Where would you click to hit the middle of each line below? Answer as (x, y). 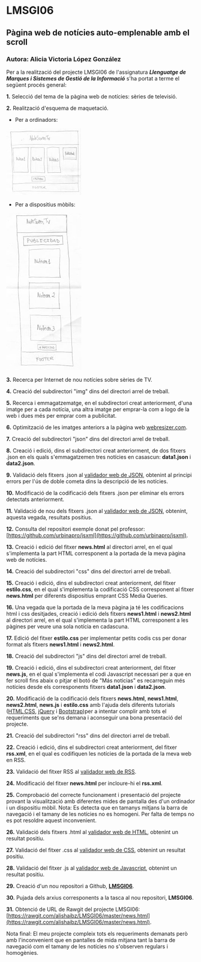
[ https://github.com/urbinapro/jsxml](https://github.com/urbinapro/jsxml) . (97, 535)
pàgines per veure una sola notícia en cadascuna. (68, 626)
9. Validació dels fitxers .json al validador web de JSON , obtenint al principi (99, 475)
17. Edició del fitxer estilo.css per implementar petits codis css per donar (97, 638)
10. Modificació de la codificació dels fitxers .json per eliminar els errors (95, 493)
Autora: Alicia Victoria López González (64, 59)
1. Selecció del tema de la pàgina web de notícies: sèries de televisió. (92, 96)
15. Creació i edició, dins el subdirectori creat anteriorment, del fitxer (91, 583)
